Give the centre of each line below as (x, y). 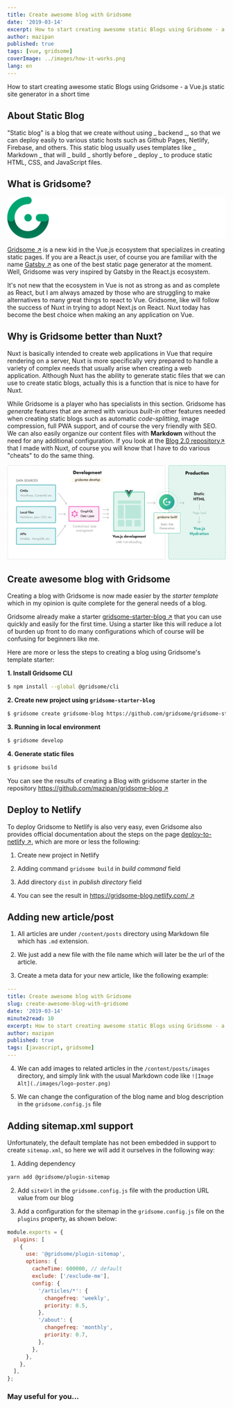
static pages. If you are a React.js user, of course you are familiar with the (112, 256)
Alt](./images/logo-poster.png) (64, 1084)
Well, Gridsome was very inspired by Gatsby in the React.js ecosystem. (109, 272)
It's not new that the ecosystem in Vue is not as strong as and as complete (114, 285)
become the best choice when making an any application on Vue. (101, 314)
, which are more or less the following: (86, 842)
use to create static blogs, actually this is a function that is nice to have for (113, 383)
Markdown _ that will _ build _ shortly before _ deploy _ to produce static (110, 155)
